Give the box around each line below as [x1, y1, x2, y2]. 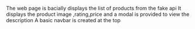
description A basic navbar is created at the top [6, 17, 121, 23]
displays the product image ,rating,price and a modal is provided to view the [6, 11, 190, 18]
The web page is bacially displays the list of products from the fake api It [6, 5, 182, 11]
